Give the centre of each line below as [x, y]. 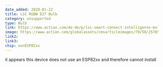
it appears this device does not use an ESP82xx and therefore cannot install [81, 59]
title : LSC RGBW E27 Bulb [31, 14]
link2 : [12, 37]
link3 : [12, 41]
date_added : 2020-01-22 [29, 9]
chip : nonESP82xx [23, 46]
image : [12, 32]
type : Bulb [16, 23]
